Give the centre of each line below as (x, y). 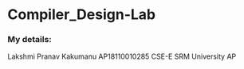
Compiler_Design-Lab (82, 15)
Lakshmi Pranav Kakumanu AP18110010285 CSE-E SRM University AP (122, 56)
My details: (30, 40)
